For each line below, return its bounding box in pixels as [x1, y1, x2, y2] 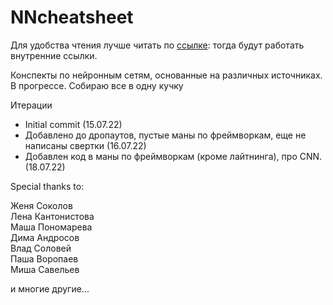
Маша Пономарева [10, 221, 93, 233]
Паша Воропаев [10, 252, 79, 265]
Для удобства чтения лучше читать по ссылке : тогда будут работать [10, 39, 305, 51]
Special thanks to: [10, 180, 85, 192]
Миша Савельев [10, 263, 80, 275]
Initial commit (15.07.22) [24, 118, 123, 130]
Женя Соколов [10, 199, 73, 211]
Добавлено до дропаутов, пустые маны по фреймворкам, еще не [24, 129, 307, 141]
